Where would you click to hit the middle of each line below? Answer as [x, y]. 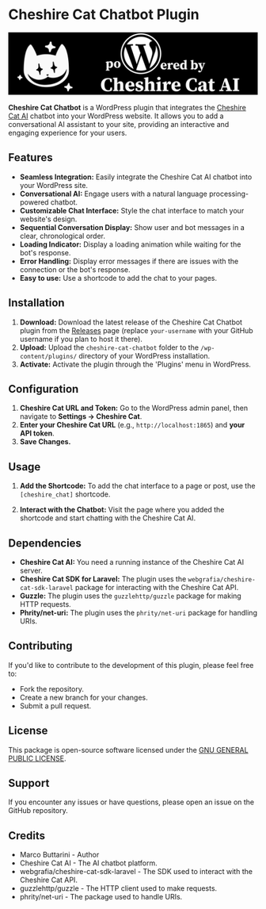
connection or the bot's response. [75, 269]
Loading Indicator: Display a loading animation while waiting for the [130, 244]
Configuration [44, 389]
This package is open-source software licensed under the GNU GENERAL [128, 750]
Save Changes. [45, 442]
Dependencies [45, 543]
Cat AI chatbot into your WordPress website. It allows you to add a [116, 116]
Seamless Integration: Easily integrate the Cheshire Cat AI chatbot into [136, 177]
